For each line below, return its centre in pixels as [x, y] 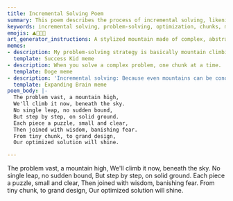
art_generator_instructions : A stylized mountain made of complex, [107, 40]
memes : [17, 46]
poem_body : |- [28, 91]
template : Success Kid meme [54, 59]
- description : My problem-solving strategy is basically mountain [107, 53]
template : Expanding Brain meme [60, 85]
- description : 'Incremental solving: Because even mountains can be [110, 78]
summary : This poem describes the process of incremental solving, [107, 20]
